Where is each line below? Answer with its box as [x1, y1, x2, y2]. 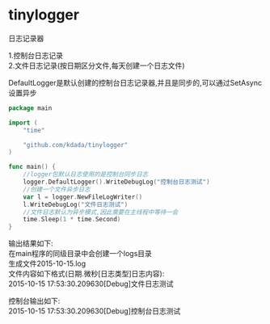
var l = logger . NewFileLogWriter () [23, 192, 143, 201]
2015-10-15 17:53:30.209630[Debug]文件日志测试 [8, 279, 174, 288]
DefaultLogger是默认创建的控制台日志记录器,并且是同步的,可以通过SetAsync [8, 78, 263, 87]
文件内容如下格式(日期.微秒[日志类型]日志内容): [8, 269, 165, 279]
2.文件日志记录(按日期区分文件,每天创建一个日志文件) [8, 61, 185, 70]
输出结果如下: [8, 238, 54, 248]
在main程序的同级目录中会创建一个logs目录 [8, 249, 152, 259]
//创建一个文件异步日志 [23, 185, 91, 193]
